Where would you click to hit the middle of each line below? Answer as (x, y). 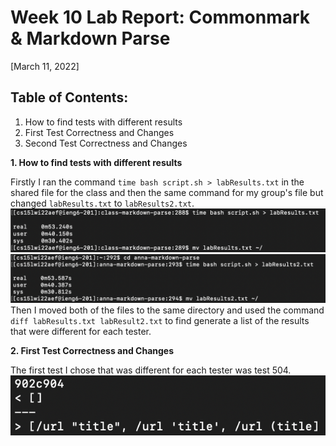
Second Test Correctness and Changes (106, 143)
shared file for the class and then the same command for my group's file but (167, 192)
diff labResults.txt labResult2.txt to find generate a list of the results (160, 321)
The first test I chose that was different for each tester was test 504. (151, 370)
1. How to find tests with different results (96, 162)
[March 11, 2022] (45, 66)
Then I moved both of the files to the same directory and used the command (167, 310)
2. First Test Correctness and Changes (92, 351)
